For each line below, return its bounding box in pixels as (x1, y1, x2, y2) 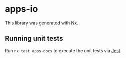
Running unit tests (5, 34, 63, 43)
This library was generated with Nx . (5, 20, 78, 26)
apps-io (5, 3, 38, 15)
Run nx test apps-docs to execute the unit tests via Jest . (5, 47, 122, 53)
